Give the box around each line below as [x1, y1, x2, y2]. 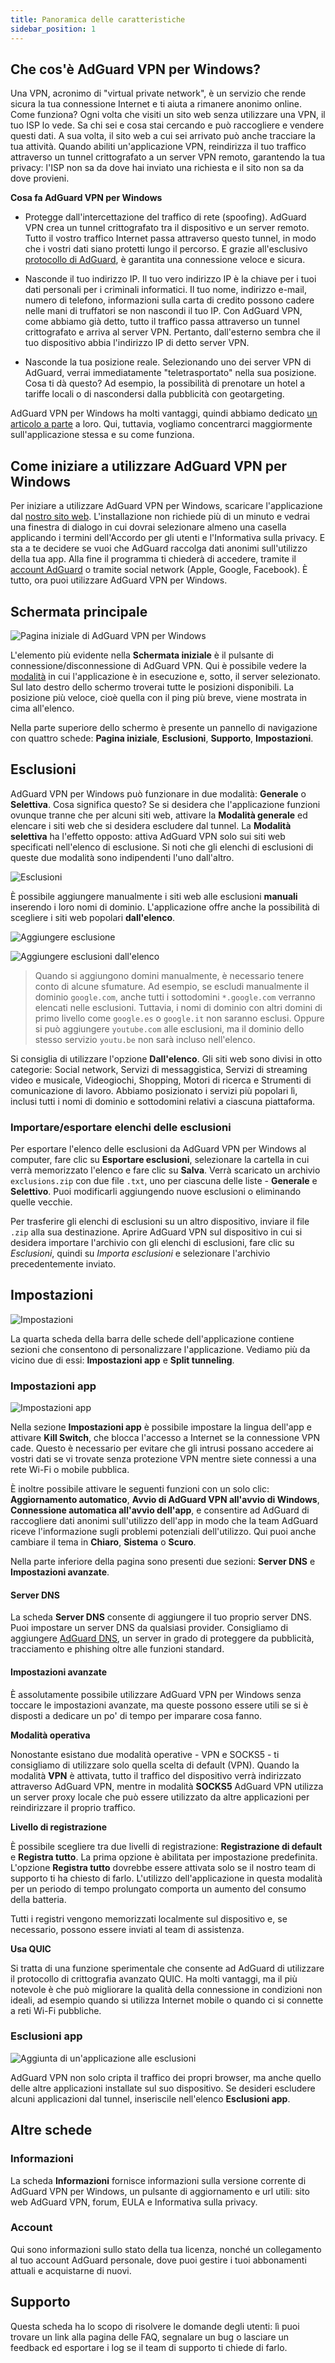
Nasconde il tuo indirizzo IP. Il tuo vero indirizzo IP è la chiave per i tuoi [24, 273, 317, 285]
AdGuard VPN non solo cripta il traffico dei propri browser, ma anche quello [10, 2071, 322, 2083]
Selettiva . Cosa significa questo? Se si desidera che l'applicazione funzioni [10, 798, 321, 810]
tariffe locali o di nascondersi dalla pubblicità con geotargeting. [24, 388, 285, 400]
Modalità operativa [10, 1729, 91, 1741]
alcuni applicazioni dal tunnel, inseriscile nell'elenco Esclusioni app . [10, 2092, 291, 2105]
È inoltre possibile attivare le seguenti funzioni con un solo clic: [10, 1483, 270, 1495]
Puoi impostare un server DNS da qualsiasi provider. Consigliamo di [10, 1622, 289, 1634]
